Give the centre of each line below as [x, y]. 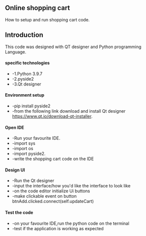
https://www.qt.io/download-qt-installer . [52, 117]
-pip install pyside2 [31, 106]
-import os [23, 149]
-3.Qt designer [26, 84]
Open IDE [15, 127]
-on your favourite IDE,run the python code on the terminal [71, 223]
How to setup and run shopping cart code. [47, 19]
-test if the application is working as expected [58, 228]
